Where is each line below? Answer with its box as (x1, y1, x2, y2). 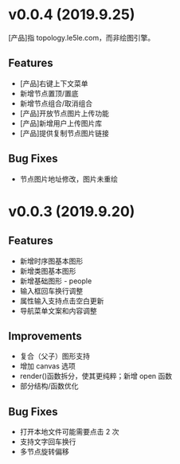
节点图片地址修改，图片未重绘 (19, 174, 118, 184)
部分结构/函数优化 (19, 381, 79, 391)
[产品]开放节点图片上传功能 (19, 108, 110, 118)
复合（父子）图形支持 (19, 352, 90, 361)
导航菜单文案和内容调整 (19, 306, 97, 315)
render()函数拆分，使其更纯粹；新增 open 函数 (19, 372, 173, 381)
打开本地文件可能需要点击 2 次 (19, 427, 119, 437)
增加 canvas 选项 (19, 361, 76, 371)
